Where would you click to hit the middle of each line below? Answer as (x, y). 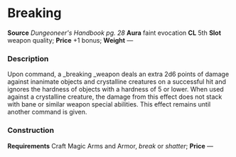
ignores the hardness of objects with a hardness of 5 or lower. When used (116, 90)
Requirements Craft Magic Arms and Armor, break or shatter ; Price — (111, 146)
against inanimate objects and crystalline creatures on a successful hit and (117, 82)
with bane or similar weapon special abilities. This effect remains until (109, 104)
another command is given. (47, 112)
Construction (31, 131)
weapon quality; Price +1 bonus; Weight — (70, 40)
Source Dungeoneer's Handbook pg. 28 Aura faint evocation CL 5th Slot (114, 33)
